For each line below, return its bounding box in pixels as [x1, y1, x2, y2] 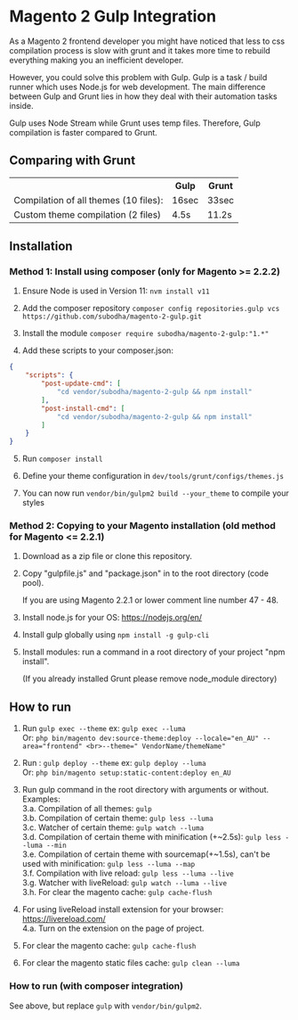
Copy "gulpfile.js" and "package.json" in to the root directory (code [21, 568, 270, 579]
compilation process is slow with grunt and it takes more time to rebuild [9, 45, 271, 55]
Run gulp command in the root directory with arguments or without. [21, 785, 270, 795]
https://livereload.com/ [21, 914, 107, 925]
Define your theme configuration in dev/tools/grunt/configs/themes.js [21, 471, 285, 481]
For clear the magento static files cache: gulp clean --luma [21, 958, 240, 968]
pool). [21, 578, 44, 588]
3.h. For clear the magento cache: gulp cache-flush [21, 887, 213, 898]
